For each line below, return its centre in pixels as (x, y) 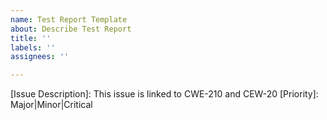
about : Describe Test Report (71, 29)
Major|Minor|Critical (51, 105)
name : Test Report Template (69, 19)
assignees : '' (40, 57)
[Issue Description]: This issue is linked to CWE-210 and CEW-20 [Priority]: (164, 94)
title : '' (31, 38)
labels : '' (33, 47)
